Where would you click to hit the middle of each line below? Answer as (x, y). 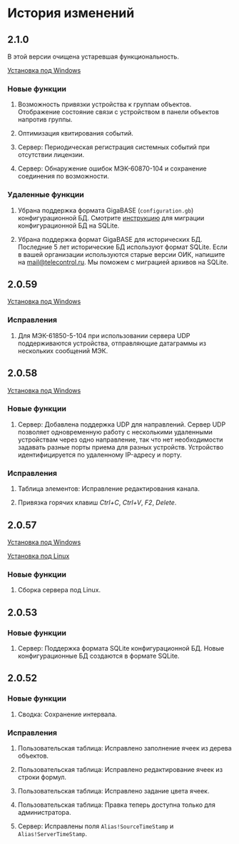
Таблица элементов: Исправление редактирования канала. (108, 489)
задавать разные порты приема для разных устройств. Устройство (121, 447)
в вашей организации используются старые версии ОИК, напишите (121, 254)
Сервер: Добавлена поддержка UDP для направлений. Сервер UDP (122, 424)
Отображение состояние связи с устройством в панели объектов (118, 112)
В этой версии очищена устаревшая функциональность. (93, 56)
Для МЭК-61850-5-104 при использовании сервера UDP (104, 335)
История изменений (71, 13)
